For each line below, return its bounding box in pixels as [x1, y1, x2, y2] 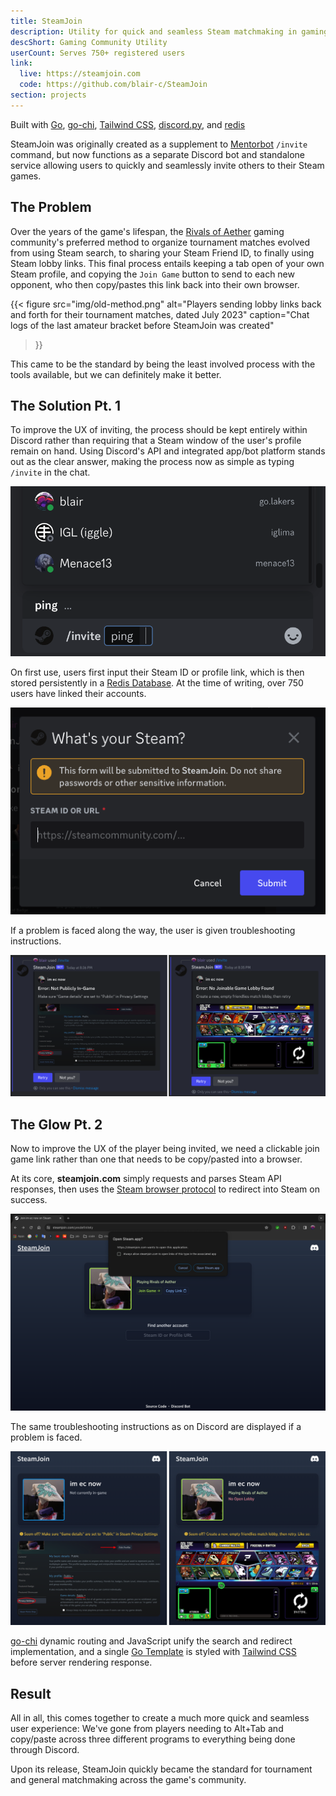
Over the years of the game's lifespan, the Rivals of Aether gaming [10, 225, 285, 237]
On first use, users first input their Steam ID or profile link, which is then [10, 666, 305, 679]
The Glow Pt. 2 [10, 1116, 103, 1133]
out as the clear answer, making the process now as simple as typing [10, 456, 295, 468]
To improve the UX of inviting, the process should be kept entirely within [10, 424, 308, 436]
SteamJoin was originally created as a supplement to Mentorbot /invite [10, 138, 308, 150]
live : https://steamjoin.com [19, 69, 141, 79]
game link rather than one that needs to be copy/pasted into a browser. [10, 1153, 303, 1165]
